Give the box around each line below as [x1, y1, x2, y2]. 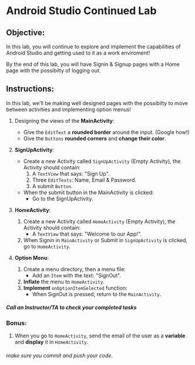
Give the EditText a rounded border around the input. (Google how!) [23, 128, 190, 136]
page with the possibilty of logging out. [6, 67, 101, 74]
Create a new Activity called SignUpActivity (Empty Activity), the [23, 158, 181, 165]
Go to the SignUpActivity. [32, 195, 93, 202]
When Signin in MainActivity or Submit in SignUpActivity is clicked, [23, 236, 188, 243]
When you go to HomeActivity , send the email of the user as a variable [14, 332, 186, 339]
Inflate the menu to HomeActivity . [23, 278, 105, 285]
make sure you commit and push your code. [6, 351, 113, 359]
